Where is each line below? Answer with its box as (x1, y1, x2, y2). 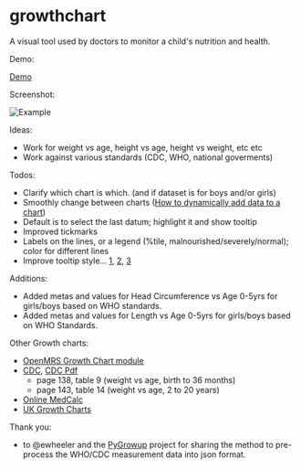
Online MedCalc (22, 394, 84, 405)
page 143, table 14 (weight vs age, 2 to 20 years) (36, 384, 221, 395)
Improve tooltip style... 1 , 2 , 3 (22, 255, 132, 266)
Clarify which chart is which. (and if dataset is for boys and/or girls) (22, 187, 276, 197)
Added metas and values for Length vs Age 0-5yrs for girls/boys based (22, 310, 291, 321)
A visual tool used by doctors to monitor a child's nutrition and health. (9, 36, 271, 47)
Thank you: (9, 421, 52, 432)
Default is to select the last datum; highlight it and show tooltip (22, 216, 258, 227)
